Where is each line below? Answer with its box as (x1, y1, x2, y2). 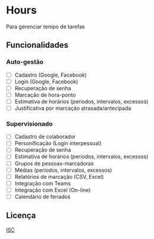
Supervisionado (6, 119, 53, 127)
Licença (6, 211, 37, 221)
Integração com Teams (14, 179, 71, 186)
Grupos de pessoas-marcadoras (14, 160, 94, 167)
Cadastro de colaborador (14, 133, 76, 140)
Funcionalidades (6, 40, 69, 50)
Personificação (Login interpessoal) (14, 140, 102, 147)
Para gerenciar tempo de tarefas (6, 23, 85, 30)
